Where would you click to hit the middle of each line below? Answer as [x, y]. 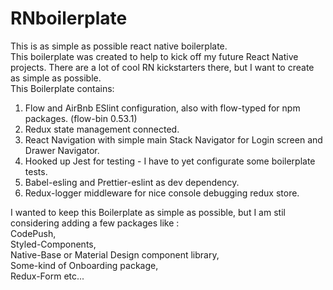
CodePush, [33, 233]
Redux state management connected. [102, 129]
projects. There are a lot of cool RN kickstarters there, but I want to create [162, 67]
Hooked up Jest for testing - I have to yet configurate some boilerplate [170, 161]
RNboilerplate [69, 18]
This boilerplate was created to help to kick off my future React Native [154, 56]
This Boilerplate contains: [62, 88]
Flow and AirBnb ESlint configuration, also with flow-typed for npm [162, 108]
